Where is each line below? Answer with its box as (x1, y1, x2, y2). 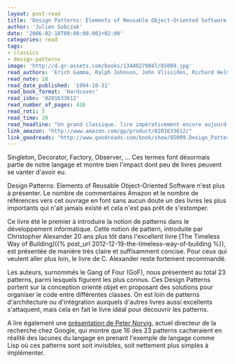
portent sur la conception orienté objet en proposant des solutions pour (7, 283, 213, 291)
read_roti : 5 (7, 108, 45, 115)
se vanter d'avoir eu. (7, 168, 66, 176)
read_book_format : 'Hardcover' (7, 88, 99, 95)
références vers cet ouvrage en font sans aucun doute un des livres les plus (7, 197, 227, 205)
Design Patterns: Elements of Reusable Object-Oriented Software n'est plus (7, 181, 225, 190)
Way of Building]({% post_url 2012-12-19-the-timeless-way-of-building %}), (7, 239, 226, 248)
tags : (7, 43, 23, 50)
